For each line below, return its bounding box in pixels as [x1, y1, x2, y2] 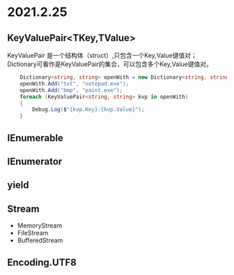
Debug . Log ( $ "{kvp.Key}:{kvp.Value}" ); [32, 106, 145, 113]
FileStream [17, 229, 49, 237]
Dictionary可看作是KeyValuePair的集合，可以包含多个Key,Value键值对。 [7, 60, 212, 68]
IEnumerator [7, 155, 63, 167]
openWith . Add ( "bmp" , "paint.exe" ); [19, 86, 123, 94]
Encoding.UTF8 [7, 256, 77, 268]
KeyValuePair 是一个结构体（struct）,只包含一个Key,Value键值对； [7, 52, 197, 59]
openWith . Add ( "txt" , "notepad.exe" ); [19, 80, 130, 87]
